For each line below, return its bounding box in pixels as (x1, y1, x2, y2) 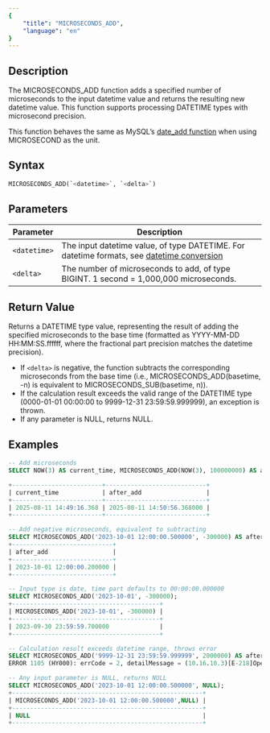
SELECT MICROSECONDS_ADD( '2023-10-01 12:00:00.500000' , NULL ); (8, 681, 225, 690)
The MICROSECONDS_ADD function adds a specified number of (8, 85, 222, 95)
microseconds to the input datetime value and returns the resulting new (8, 94, 245, 104)
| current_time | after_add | (8, 488, 211, 496)
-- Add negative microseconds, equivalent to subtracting (8, 525, 207, 534)
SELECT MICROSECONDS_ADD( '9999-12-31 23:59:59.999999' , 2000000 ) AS (8, 652, 243, 661)
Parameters (8, 202, 68, 216)
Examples (8, 437, 59, 451)
